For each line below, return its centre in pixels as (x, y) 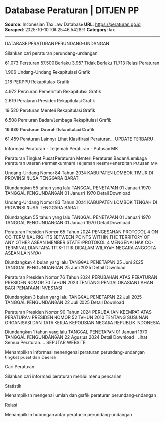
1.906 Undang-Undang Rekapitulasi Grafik (48, 72)
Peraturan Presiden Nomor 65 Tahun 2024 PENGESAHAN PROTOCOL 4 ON (82, 232)
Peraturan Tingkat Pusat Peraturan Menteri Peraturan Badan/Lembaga (76, 158)
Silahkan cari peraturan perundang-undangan (51, 53)
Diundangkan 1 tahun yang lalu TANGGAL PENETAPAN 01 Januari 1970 (76, 332)
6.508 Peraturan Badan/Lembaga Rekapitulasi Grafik (58, 120)
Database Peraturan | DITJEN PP (72, 11)
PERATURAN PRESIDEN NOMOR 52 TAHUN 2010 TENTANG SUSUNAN (77, 317)
